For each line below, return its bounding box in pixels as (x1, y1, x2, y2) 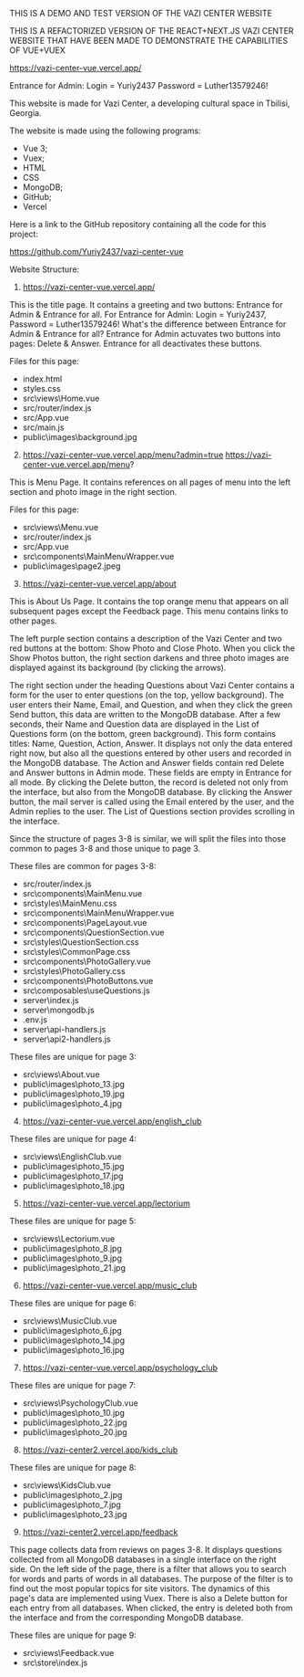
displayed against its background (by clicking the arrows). (9, 662, 227, 673)
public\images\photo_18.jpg (22, 1180, 126, 1190)
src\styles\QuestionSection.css (22, 937, 139, 948)
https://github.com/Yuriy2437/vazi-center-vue (9, 246, 184, 257)
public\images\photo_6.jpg (22, 1326, 123, 1336)
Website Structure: (9, 264, 80, 275)
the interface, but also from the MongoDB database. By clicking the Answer (9, 787, 293, 797)
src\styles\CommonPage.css (22, 947, 130, 957)
